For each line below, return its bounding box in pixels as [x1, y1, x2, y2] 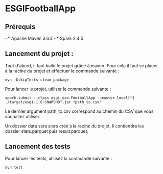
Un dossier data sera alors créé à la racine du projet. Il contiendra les [5, 123, 144, 129]
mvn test [5, 165, 23, 170]
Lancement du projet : [5, 50, 73, 58]
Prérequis [5, 23, 36, 31]
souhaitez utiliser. [5, 113, 41, 119]
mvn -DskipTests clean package [5, 77, 69, 82]
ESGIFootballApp [5, 3, 76, 14]
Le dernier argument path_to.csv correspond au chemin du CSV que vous [5, 108, 154, 114]
